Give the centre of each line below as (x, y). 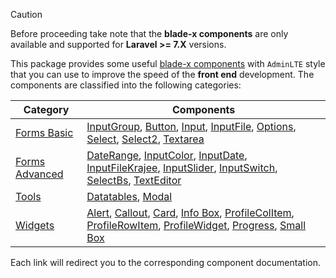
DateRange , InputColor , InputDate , (167, 155)
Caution (26, 14)
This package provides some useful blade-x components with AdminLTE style (168, 63)
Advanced (39, 174)
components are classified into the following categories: (126, 85)
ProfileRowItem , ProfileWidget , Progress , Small (196, 225)
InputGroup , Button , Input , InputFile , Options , (191, 126)
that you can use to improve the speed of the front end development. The (162, 74)
